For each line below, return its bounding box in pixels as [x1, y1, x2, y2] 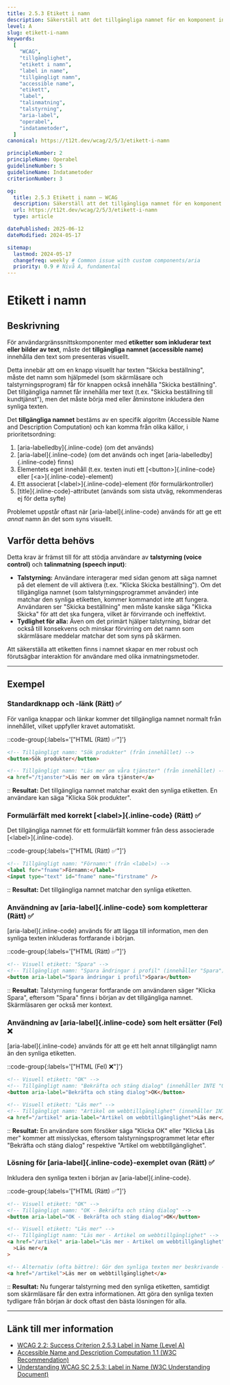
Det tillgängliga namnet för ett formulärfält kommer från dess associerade [7, 826, 214, 834]
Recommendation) [16, 1356, 70, 1364]
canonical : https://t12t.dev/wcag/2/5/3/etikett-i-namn [7, 138, 170, 145]
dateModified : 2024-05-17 [7, 232, 81, 238]
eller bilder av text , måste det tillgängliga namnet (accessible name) [7, 345, 204, 353]
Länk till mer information [7, 1323, 114, 1334]
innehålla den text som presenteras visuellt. [7, 353, 130, 361]
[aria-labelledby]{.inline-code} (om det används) [16, 443, 154, 452]
